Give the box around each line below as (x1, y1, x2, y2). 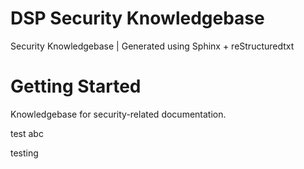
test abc (10, 127, 44, 139)
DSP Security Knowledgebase (10, 7, 265, 30)
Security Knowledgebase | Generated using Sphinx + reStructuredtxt (10, 40, 295, 52)
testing (10, 147, 39, 159)
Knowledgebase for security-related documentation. (10, 108, 227, 120)
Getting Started (10, 75, 142, 98)
